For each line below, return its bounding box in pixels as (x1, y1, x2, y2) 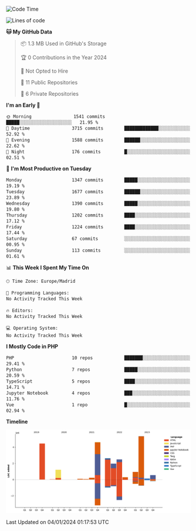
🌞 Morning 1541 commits (6, 114, 106, 120)
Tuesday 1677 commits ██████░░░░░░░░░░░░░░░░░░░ (6, 189, 191, 195)
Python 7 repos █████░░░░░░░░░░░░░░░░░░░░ (6, 367, 191, 373)
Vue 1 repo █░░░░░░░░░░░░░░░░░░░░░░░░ (6, 402, 191, 408)
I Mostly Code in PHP (6, 343, 59, 350)
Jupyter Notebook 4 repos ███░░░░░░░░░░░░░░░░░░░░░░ (6, 390, 191, 396)
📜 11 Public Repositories (20, 79, 78, 86)
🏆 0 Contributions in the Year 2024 (20, 54, 107, 61)
